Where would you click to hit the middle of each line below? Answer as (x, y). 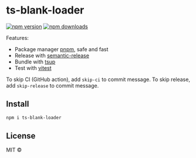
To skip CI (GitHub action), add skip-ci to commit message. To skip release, (98, 79)
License (21, 136)
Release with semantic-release (52, 55)
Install (18, 104)
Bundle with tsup (35, 62)
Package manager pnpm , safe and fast (61, 49)
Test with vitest (33, 68)
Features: (18, 38)
